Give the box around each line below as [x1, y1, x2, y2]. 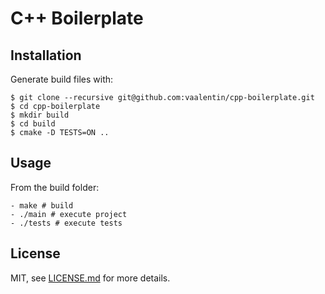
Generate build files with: [10, 73, 114, 85]
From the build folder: [10, 181, 100, 193]
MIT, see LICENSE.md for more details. [10, 272, 171, 284]
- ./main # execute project [10, 209, 128, 219]
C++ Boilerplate [10, 7, 144, 30]
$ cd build [10, 119, 56, 129]
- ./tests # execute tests [10, 218, 123, 228]
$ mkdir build [10, 110, 70, 120]
